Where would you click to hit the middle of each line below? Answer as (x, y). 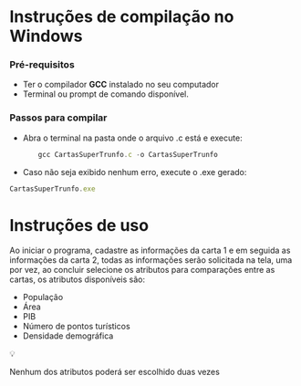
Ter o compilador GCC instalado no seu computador (121, 85)
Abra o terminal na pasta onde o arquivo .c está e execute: (133, 138)
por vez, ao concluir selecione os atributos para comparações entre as (142, 270)
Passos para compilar (58, 118)
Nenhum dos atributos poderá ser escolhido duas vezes (115, 372)
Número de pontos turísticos (76, 327)
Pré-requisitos (42, 65)
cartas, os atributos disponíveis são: (78, 279)
